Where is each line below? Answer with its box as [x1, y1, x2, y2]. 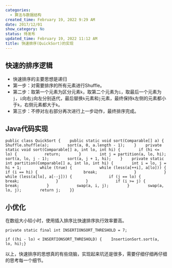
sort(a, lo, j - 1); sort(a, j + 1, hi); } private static [5, 156, 164, 162]
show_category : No [5, 27, 45, 32]
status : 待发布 [5, 31, 35, 36]
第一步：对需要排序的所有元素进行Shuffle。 [12, 82, 105, 88]
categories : [5, 7, 31, 13]
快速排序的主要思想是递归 [12, 75, 67, 82]
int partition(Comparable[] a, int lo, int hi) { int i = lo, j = [5, 161, 167, 166]
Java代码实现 [5, 124, 48, 133]
